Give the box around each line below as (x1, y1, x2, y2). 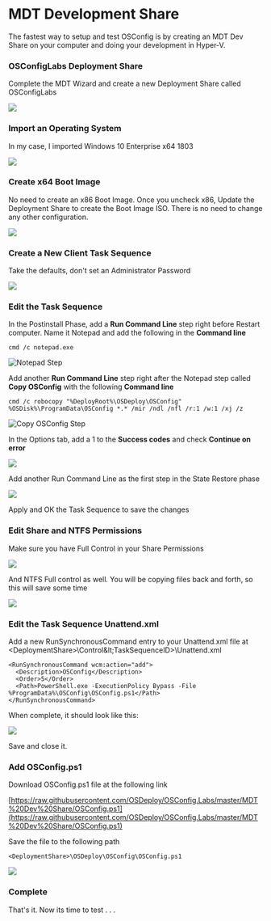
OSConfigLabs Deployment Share (8, 60, 144, 71)
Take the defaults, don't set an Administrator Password (8, 266, 191, 276)
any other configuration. (8, 212, 89, 222)
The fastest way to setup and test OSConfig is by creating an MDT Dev (8, 32, 244, 41)
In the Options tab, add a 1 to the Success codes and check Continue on (8, 434, 252, 445)
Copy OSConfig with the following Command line (8, 382, 174, 392)
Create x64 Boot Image (8, 176, 101, 188)
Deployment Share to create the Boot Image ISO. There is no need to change (8, 203, 263, 213)
